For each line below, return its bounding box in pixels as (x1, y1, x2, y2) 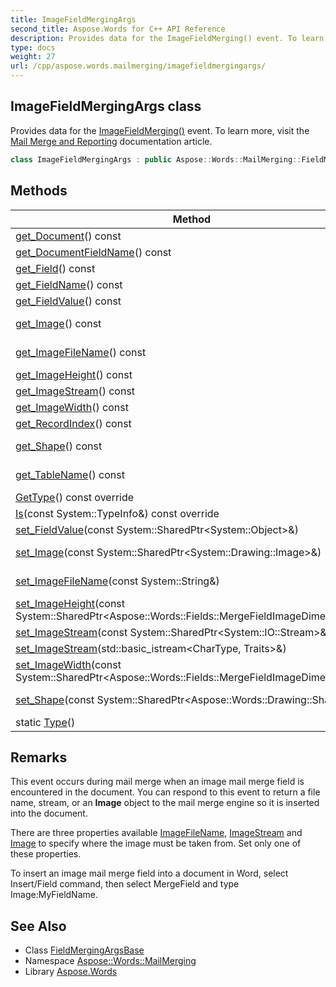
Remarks (10, 749, 68, 766)
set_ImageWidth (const (15, 657, 122, 671)
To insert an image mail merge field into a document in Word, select (10, 867, 289, 880)
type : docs (10, 42, 56, 53)
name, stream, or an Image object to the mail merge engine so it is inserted (10, 797, 320, 809)
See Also (10, 917, 67, 935)
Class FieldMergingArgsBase (24, 944, 145, 956)
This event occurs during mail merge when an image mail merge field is (10, 776, 305, 788)
